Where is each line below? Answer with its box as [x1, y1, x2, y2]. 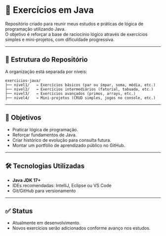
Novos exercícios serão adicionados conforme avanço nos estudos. [12, 225, 151, 231]
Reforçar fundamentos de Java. [12, 132, 77, 138]
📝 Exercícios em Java [5, 4, 94, 16]
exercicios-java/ [5, 78, 41, 83]
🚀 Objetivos [5, 114, 41, 122]
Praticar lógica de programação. [12, 126, 78, 132]
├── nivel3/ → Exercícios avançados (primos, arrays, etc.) [5, 91, 136, 96]
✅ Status [5, 207, 33, 215]
